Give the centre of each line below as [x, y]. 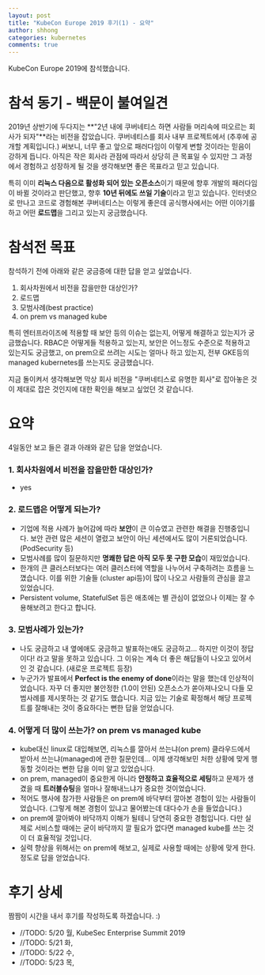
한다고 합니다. [75, 607]
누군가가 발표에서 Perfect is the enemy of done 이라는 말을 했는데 [123, 678]
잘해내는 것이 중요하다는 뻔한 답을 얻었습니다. [104, 708]
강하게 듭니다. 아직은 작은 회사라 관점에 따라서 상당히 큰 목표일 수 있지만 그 [123, 157]
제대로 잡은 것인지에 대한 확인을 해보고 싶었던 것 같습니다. [105, 389]
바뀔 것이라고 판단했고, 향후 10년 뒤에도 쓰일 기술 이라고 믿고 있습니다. [123, 193]
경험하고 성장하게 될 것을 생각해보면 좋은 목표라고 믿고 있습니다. [121, 166]
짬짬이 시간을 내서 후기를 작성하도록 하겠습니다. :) [84, 916]
